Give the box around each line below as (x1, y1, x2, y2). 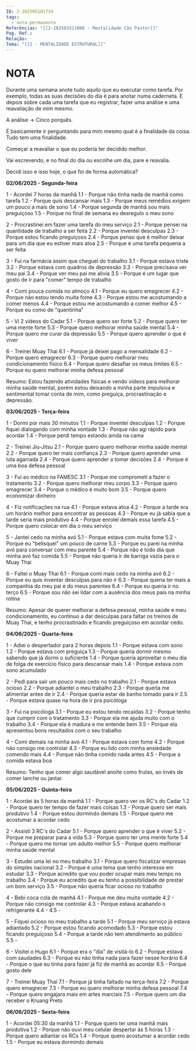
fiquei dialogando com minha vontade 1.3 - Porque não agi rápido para (6, 426, 176, 433)
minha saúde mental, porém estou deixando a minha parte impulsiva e (6, 384, 176, 391)
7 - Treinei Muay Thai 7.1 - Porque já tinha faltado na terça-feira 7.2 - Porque (6, 978, 189, 985)
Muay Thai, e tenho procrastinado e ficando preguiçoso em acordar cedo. (6, 618, 184, 626)
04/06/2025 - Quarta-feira (6, 630, 73, 637)
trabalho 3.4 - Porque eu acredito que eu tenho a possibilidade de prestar (6, 876, 184, 883)
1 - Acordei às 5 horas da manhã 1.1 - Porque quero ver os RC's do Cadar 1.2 (6, 797, 190, 804)
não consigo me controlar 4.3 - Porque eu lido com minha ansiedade (6, 744, 171, 751)
